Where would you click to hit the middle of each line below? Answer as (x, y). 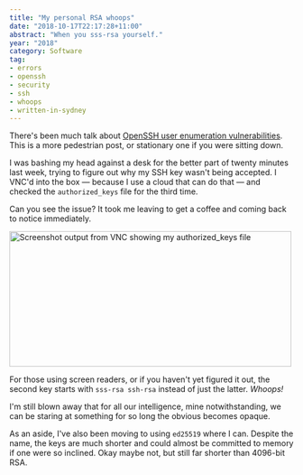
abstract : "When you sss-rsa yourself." (87, 34)
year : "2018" (34, 43)
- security (30, 85)
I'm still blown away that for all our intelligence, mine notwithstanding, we (145, 406)
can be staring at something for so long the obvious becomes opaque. (140, 416)
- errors (26, 69)
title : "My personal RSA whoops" (72, 18)
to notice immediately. (50, 219)
